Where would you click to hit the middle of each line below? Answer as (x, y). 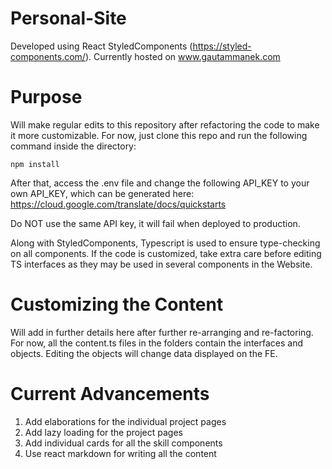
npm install (35, 164)
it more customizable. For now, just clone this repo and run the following (159, 135)
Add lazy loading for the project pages (103, 432)
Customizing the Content (117, 304)
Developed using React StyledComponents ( (101, 46)
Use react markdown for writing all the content (120, 453)
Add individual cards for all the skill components (123, 443)
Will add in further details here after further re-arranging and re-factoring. (162, 332)
